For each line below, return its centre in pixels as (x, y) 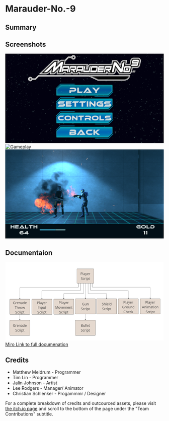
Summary (21, 27)
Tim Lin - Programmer (35, 378)
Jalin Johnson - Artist (35, 383)
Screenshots (26, 44)
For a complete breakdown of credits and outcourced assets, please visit (81, 403)
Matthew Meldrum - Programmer (47, 372)
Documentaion (29, 253)
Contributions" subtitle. (29, 414)
